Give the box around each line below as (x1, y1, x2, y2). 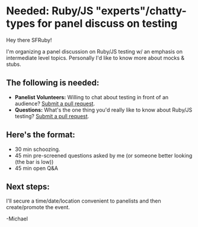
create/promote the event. (6, 204, 70, 211)
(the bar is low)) (14, 158, 54, 165)
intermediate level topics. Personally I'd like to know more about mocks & (6, 54, 185, 61)
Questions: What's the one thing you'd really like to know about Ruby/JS (14, 106, 193, 113)
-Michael (6, 215, 28, 222)
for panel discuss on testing (37, 17, 178, 30)
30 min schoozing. (14, 146, 60, 153)
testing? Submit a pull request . (14, 112, 90, 119)
